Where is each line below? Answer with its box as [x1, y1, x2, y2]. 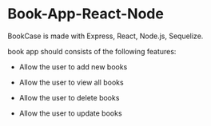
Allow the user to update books [18, 108, 122, 118]
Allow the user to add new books [18, 61, 128, 72]
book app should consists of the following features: [7, 46, 177, 56]
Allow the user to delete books [18, 93, 120, 102]
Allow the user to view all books [18, 77, 125, 87]
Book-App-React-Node [7, 5, 165, 23]
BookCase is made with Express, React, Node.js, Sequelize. [7, 31, 204, 41]
